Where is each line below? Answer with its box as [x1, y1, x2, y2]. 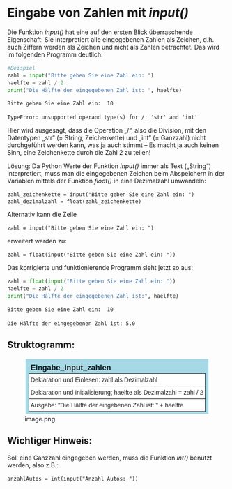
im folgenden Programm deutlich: [7, 50, 103, 59]
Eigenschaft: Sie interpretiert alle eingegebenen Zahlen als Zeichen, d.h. [7, 35, 215, 43]
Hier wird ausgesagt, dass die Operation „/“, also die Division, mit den [7, 126, 207, 135]
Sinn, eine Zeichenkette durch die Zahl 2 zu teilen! [7, 149, 151, 157]
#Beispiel [7, 64, 36, 71]
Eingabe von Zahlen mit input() [7, 5, 190, 21]
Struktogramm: [7, 339, 75, 351]
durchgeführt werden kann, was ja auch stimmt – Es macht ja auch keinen [7, 141, 219, 149]
